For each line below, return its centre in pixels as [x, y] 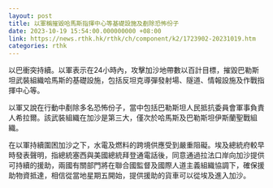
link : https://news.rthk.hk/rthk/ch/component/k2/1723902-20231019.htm [132, 38]
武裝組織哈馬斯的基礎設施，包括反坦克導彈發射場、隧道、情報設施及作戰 [136, 80]
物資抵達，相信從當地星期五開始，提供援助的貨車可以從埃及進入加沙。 [132, 176]
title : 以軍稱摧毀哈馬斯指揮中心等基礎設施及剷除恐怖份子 [94, 23]
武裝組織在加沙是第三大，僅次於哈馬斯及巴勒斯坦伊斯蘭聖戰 [150, 117]
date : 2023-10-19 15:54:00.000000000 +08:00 [85, 31]
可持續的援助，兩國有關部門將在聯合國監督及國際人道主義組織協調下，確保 [133, 165]
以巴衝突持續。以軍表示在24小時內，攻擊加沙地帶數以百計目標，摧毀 [123, 70]
